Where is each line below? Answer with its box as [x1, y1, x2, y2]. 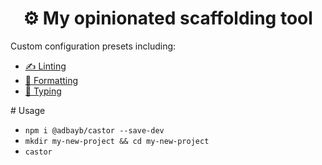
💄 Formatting [24, 74, 79, 86]
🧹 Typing [24, 85, 62, 97]
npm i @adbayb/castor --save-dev [24, 125, 165, 136]
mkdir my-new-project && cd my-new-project [24, 136, 210, 146]
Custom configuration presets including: [10, 40, 177, 52]
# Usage [10, 104, 46, 116]
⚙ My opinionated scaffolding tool [23, 7, 313, 30]
